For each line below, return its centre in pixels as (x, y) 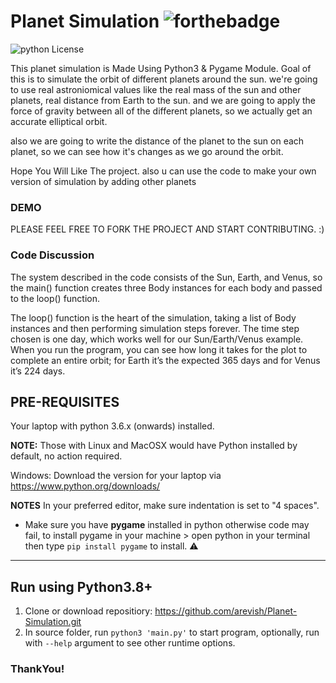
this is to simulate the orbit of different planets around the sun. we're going (164, 79)
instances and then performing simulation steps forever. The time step (155, 328)
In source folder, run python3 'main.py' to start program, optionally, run (172, 632)
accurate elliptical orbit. (59, 121)
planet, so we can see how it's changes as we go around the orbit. (147, 151)
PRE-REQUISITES (65, 401)
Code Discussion (52, 255)
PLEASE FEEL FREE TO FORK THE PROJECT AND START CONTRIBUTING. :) (167, 229)
